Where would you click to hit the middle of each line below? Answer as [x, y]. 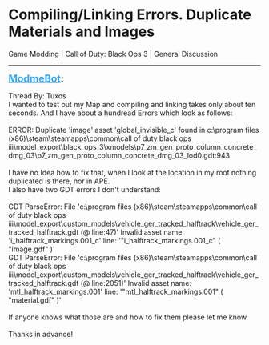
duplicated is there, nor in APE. [59, 181]
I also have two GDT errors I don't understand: [85, 189]
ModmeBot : [36, 78]
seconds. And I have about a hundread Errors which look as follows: [120, 113]
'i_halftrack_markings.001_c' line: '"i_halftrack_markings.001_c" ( [114, 240]
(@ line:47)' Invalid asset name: [132, 232]
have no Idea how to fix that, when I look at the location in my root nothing [134, 172]
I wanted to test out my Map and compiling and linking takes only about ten [132, 104]
